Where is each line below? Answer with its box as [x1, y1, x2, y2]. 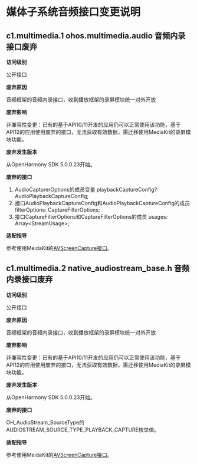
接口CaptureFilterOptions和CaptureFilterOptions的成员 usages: [14, 213, 168, 220]
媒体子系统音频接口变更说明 [6, 5, 141, 19]
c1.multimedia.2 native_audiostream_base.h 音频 [6, 264, 190, 274]
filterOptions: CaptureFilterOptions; [14, 206, 100, 213]
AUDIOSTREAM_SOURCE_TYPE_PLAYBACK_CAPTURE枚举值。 [6, 426, 160, 433]
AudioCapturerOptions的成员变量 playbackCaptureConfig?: [14, 186, 159, 193]
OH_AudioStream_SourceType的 [6, 419, 84, 426]
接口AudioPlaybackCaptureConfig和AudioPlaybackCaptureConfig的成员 [14, 200, 191, 206]
